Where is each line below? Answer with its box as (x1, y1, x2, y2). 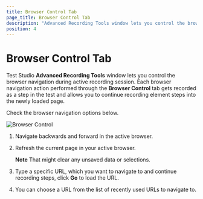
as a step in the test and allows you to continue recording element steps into (6, 91, 196, 99)
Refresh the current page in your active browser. (14, 145, 136, 152)
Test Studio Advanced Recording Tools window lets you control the (6, 72, 175, 79)
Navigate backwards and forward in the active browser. (14, 132, 153, 140)
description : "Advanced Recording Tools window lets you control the (6, 20, 185, 26)
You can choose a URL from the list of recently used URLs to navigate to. (14, 186, 196, 194)
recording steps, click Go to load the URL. (14, 174, 119, 181)
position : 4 (6, 25, 36, 32)
